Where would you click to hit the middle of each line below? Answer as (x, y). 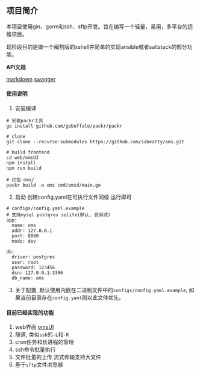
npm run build (24, 168)
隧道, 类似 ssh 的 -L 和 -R (42, 335)
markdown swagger (31, 79)
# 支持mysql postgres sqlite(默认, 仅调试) (58, 215)
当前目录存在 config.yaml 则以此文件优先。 (72, 298)
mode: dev (24, 242)
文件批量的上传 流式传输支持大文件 (58, 357)
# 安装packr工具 (25, 121)
